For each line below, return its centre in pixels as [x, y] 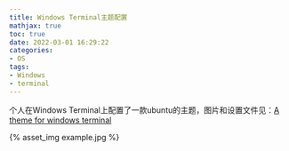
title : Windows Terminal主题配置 [68, 17]
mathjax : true [36, 26]
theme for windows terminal [60, 120]
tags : [19, 68]
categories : [31, 51]
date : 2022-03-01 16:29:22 [59, 42]
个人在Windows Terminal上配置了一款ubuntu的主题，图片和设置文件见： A [144, 110]
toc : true [28, 34]
